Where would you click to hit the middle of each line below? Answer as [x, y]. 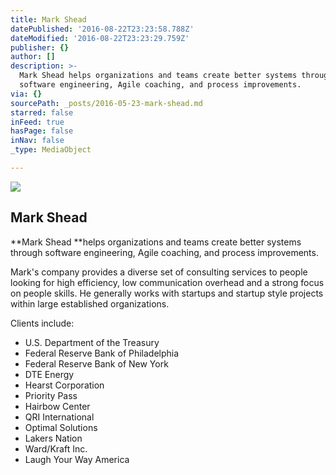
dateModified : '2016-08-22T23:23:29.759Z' [100, 38]
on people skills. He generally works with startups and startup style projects [167, 293]
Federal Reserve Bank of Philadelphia [102, 353]
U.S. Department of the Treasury [92, 342]
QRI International [59, 417]
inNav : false [37, 141]
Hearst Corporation [64, 385]
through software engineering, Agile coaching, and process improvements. [164, 252]
